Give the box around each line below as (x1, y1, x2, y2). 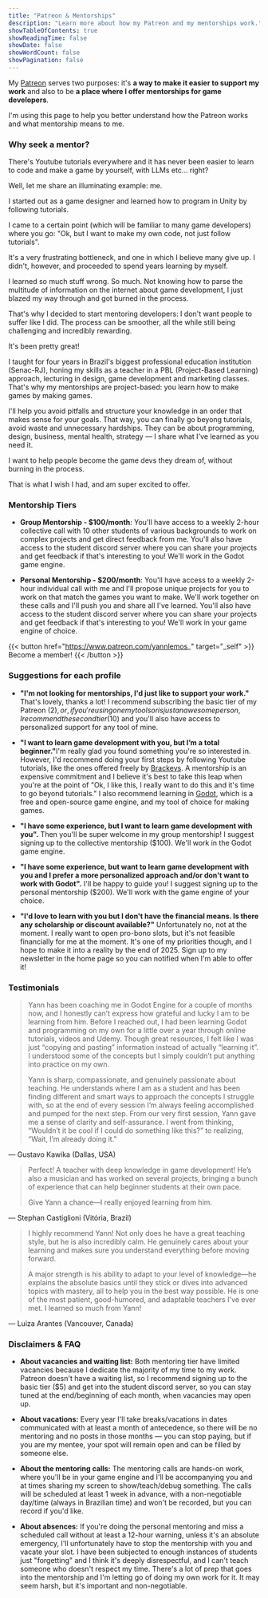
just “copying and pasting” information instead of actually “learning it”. (27, 1043, 259, 1052)
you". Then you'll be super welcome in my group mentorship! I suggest (19, 829, 254, 838)
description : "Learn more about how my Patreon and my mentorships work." (8, 19, 262, 27)
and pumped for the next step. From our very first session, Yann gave (27, 1109, 257, 1119)
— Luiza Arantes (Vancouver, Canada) (8, 1319, 134, 1328)
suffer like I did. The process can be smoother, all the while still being (8, 318, 236, 327)
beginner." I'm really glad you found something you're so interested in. (19, 746, 251, 756)
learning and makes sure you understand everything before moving (27, 1245, 250, 1255)
